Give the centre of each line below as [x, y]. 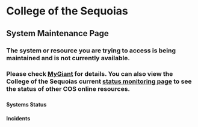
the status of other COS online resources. [68, 89]
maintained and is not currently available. [68, 58]
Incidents [18, 118]
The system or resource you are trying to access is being [91, 51]
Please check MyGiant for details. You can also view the [90, 74]
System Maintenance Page [58, 33]
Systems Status [26, 105]
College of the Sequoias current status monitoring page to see [99, 81]
